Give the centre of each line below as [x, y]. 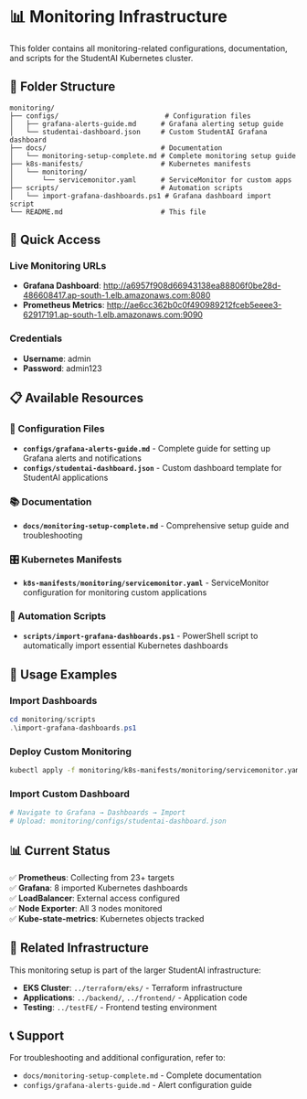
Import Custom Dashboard [70, 794]
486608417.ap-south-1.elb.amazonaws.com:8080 [116, 295]
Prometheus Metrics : [64, 305]
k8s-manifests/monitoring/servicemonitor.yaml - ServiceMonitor [146, 583]
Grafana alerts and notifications [82, 458]
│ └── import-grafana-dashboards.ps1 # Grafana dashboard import [141, 196]
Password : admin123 [62, 368]
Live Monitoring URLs [58, 266]
